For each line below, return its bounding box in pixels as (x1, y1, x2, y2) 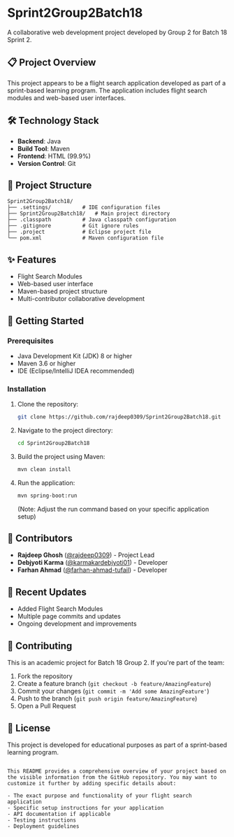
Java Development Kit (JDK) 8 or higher (17, 351, 133, 360)
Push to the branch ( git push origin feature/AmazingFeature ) (17, 694, 198, 703)
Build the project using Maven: (17, 452, 105, 460)
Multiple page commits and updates (17, 612, 121, 621)
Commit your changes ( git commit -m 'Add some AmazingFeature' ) (17, 687, 210, 696)
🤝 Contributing (7, 640, 73, 652)
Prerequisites (7, 336, 54, 346)
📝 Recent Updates (7, 586, 87, 598)
